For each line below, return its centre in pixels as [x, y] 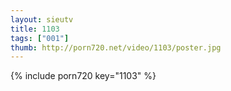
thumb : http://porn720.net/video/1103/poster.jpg [116, 47]
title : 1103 [35, 29]
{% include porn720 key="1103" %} [83, 76]
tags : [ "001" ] [40, 38]
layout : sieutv [42, 19]
